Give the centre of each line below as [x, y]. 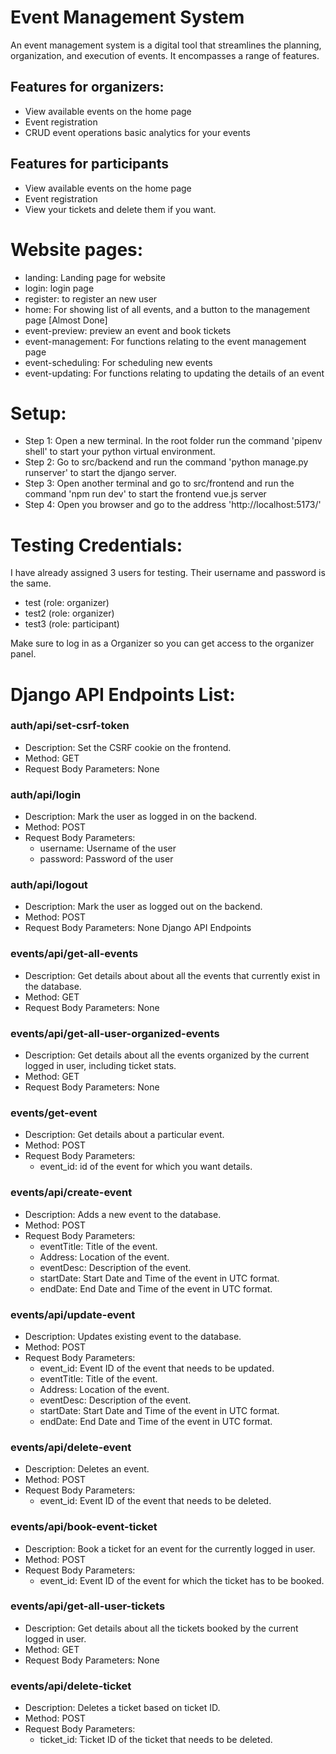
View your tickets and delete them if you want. [120, 209]
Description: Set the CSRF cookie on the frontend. [128, 747]
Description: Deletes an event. [87, 1469]
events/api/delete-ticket [71, 1686]
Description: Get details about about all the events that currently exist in [172, 975]
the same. [31, 583]
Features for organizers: [87, 87]
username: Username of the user [108, 848]
